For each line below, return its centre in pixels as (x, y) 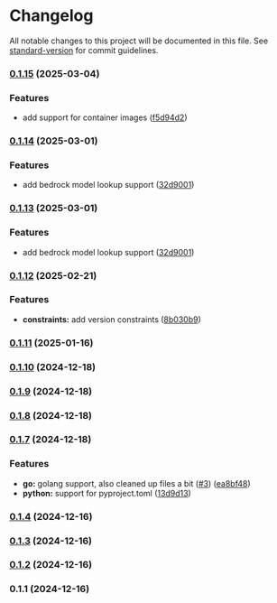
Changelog (51, 16)
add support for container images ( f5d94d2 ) (105, 117)
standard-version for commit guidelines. (84, 50)
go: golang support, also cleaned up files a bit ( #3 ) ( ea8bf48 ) (136, 483)
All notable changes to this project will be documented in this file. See (139, 41)
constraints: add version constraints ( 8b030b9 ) (111, 319)
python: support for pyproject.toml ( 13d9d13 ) (106, 493)
